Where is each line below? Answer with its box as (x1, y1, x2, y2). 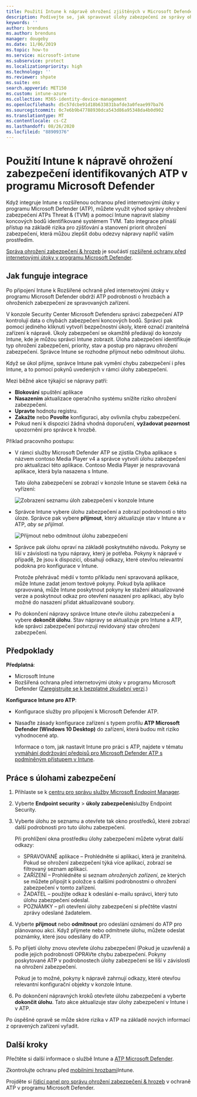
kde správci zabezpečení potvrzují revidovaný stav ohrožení (14, 622, 160, 630)
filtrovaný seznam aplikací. (23, 866, 88, 873)
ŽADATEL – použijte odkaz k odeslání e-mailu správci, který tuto (23, 890, 178, 897)
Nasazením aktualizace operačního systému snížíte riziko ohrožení (14, 395, 177, 402)
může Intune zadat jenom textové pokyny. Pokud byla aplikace (14, 580, 166, 587)
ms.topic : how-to (6, 47, 49, 53)
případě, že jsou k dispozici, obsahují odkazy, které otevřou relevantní (14, 556, 184, 563)
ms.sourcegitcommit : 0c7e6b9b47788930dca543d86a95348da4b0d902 (6, 107, 164, 113)
